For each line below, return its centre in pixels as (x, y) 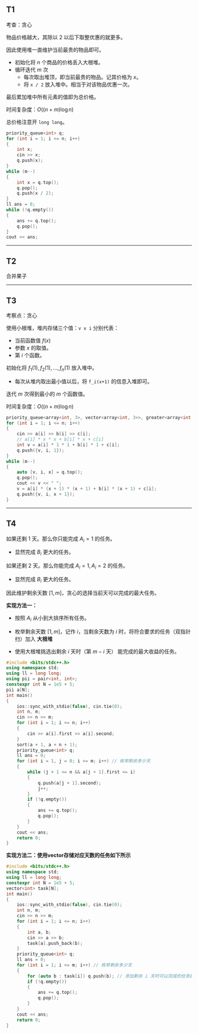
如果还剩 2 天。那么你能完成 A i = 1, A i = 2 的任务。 (67, 567)
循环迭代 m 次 (31, 70)
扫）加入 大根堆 (34, 638)
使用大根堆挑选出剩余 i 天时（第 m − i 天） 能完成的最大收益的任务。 (97, 651)
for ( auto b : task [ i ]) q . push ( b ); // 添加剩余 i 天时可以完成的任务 (109, 976)
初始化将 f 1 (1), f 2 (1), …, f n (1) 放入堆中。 (52, 368)
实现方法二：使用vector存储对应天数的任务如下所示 (68, 855)
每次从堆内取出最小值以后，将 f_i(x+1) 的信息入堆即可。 (83, 381)
